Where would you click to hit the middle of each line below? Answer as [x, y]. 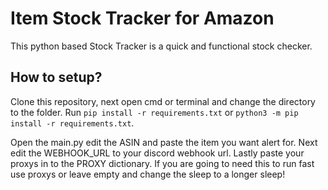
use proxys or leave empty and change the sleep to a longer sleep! [148, 174]
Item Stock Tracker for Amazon [142, 18]
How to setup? [56, 77]
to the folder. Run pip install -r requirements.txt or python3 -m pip [154, 112]
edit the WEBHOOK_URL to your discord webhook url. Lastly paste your [157, 153]
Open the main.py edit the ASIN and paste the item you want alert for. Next [164, 142]
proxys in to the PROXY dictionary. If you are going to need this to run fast [162, 163]
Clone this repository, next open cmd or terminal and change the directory [163, 101]
